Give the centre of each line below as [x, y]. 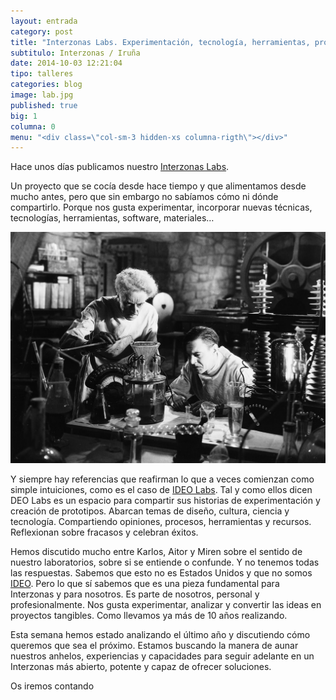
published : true [44, 105]
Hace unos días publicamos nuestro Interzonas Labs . [120, 167]
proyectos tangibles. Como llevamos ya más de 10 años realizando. [149, 615]
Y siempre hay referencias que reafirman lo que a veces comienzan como [162, 479]
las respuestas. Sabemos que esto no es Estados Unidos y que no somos [161, 572]
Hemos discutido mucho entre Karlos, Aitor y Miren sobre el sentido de [156, 551]
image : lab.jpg [42, 95]
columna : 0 [33, 126]
